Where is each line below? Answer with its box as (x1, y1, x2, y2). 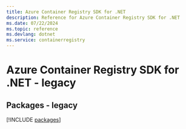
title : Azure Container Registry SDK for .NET (6, 8, 126, 15)
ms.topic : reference (6, 25, 59, 32)
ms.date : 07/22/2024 (6, 20, 59, 26)
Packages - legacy (6, 100, 78, 110)
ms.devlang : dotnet (6, 31, 56, 38)
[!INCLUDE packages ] (6, 116, 61, 123)
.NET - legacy (6, 76, 76, 90)
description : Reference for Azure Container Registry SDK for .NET (6, 15, 181, 21)
